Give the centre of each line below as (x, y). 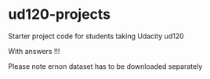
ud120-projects (60, 14)
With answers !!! (34, 51)
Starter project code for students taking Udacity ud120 (96, 36)
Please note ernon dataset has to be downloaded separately (105, 66)
